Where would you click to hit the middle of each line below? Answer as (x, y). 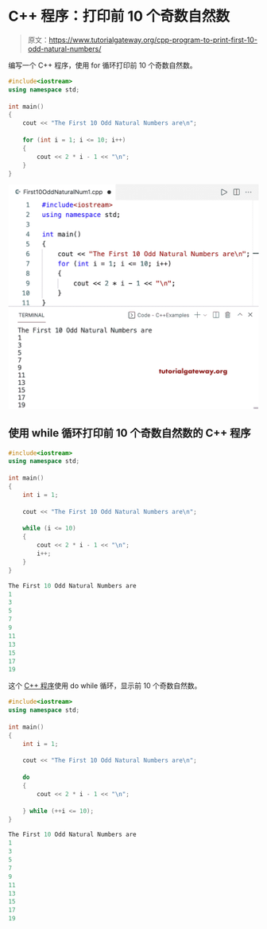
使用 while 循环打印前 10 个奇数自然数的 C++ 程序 (130, 433)
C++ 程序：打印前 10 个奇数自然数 (119, 16)
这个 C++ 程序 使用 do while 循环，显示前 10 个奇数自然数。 (105, 686)
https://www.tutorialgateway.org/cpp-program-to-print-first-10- (153, 40)
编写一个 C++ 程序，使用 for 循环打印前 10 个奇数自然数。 (103, 65)
